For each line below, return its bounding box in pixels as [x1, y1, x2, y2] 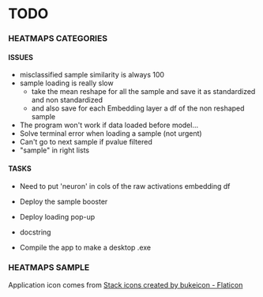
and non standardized [31, 96, 103, 105]
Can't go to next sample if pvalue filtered [19, 137, 152, 147]
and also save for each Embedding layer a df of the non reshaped [31, 103, 245, 113]
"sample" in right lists [19, 145, 89, 155]
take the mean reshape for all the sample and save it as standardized [31, 87, 256, 96]
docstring [19, 227, 51, 237]
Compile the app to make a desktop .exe [19, 242, 152, 252]
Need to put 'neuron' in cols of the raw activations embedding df [19, 181, 231, 190]
